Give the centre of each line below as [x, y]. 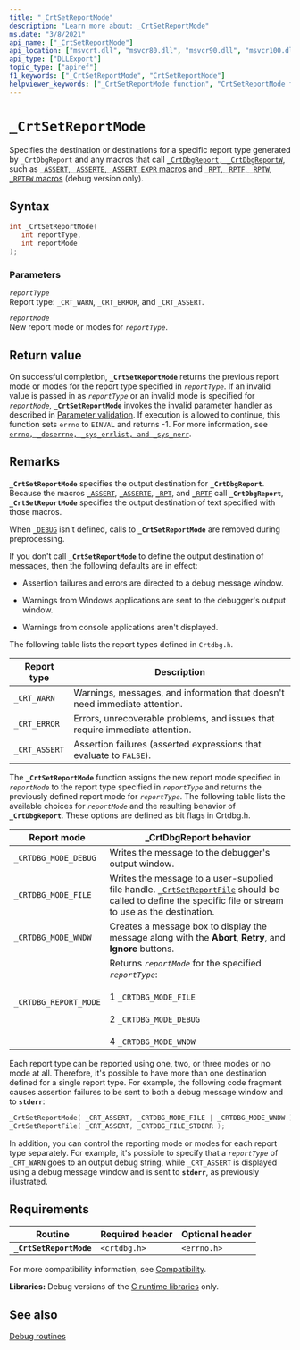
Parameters [35, 274]
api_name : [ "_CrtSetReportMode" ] [71, 42]
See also [33, 1315]
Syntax [29, 206]
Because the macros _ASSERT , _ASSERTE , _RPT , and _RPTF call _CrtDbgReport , [146, 493]
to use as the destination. [162, 911]
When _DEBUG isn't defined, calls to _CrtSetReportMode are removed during [145, 529]
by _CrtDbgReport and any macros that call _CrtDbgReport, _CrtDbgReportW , [147, 159]
